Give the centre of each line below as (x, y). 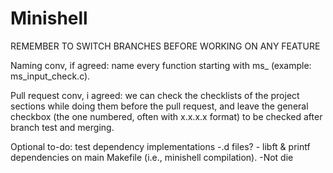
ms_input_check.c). (50, 76)
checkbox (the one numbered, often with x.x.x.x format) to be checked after (166, 116)
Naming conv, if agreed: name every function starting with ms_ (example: (161, 65)
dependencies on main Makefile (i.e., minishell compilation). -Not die (152, 157)
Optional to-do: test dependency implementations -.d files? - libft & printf (160, 146)
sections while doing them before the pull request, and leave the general (159, 106)
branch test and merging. (62, 127)
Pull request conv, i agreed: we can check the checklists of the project (155, 95)
